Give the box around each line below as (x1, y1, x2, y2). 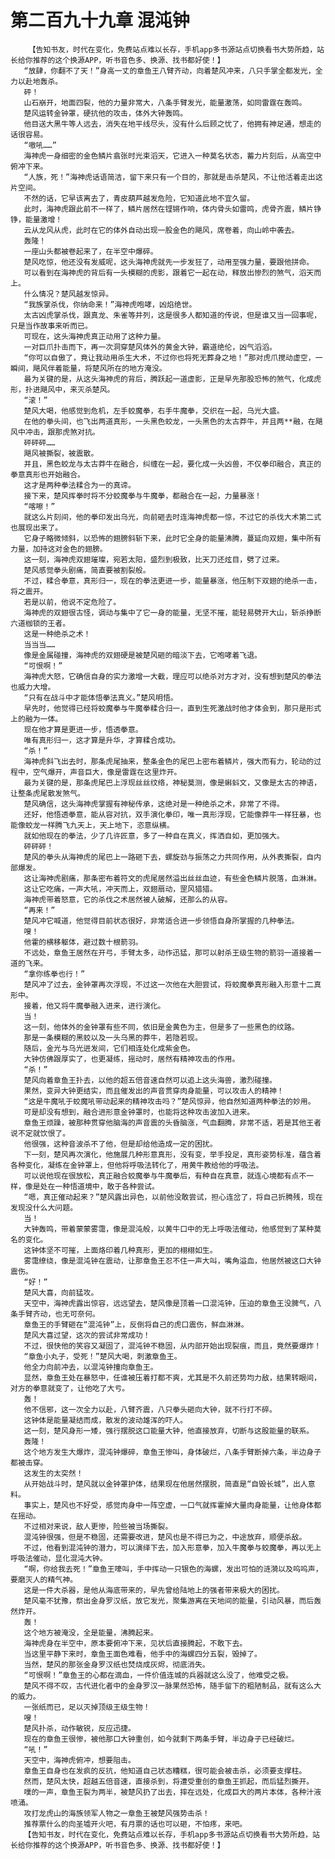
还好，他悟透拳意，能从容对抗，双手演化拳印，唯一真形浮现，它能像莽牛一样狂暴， (23, 809, 315, 820)
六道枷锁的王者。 (10, 618, 71, 628)
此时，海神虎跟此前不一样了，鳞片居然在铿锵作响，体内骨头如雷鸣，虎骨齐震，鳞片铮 (23, 204, 322, 214)
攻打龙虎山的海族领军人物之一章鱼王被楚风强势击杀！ (23, 1808, 210, 1818)
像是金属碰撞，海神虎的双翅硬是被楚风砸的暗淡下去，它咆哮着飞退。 (23, 650, 262, 660)
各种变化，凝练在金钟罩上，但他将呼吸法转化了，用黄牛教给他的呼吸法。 (10, 1160, 264, 1170)
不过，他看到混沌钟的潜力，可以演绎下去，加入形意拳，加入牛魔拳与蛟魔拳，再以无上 (23, 1542, 322, 1553)
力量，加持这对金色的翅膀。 (10, 544, 108, 554)
